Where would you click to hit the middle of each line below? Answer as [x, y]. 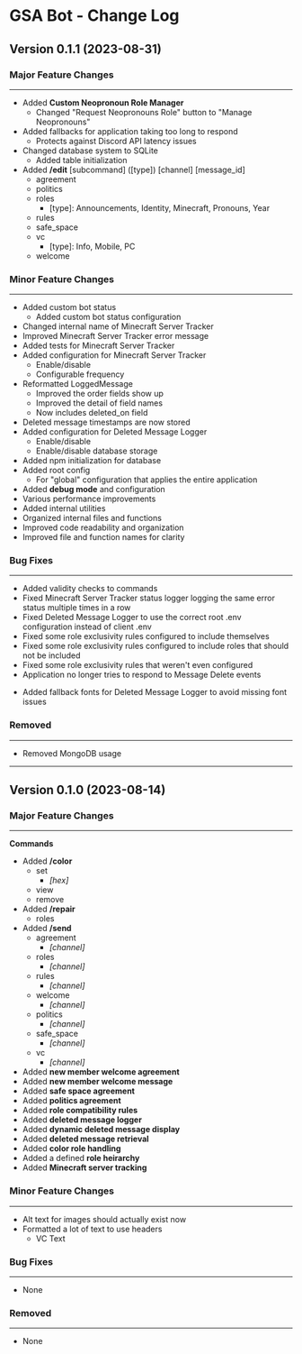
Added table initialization [81, 160]
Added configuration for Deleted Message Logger [115, 432]
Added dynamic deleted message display [101, 1130]
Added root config [56, 471]
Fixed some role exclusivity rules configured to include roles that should [155, 646]
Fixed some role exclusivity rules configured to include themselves [146, 636]
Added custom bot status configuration [108, 317]
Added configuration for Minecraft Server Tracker [114, 355]
